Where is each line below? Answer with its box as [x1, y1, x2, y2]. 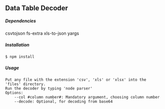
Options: [5, 91, 23, 96]
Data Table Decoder [5, 4, 68, 12]
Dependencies [5, 17, 36, 24]
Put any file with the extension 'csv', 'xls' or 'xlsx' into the [5, 77, 146, 83]
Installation [5, 42, 29, 48]
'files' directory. [5, 82, 46, 87]
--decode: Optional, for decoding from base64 [14, 99, 113, 104]
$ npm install [5, 54, 35, 59]
